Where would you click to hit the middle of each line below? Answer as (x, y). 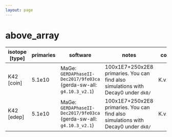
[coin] (15, 83)
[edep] (16, 117)
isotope (17, 52)
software (80, 55)
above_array (33, 35)
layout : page (19, 10)
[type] (17, 58)
